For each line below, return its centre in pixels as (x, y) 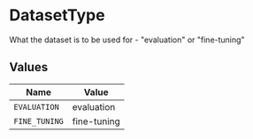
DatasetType (57, 15)
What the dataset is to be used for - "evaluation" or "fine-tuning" (127, 40)
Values (29, 67)
